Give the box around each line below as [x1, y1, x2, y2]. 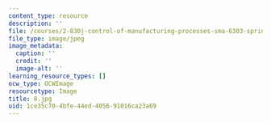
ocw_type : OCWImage [8, 79, 74, 87]
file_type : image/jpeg [8, 34, 85, 43]
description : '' [8, 19, 63, 28]
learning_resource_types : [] [8, 72, 106, 80]
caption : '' [15, 49, 56, 57]
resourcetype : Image [8, 87, 78, 95]
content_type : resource [8, 11, 89, 20]
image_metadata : [8, 42, 63, 50]
